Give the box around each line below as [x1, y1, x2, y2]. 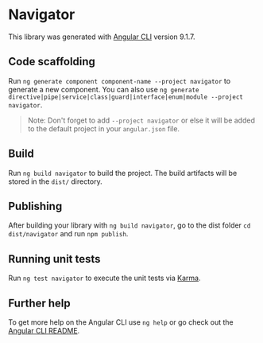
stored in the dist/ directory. [8, 177, 103, 186]
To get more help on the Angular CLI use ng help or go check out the [8, 318, 234, 327]
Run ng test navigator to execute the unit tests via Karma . [8, 273, 201, 283]
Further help [8, 296, 72, 310]
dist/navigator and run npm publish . [8, 229, 129, 239]
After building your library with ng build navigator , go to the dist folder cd [8, 220, 251, 230]
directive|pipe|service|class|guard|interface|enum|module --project [8, 93, 244, 101]
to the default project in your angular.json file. [27, 123, 180, 133]
